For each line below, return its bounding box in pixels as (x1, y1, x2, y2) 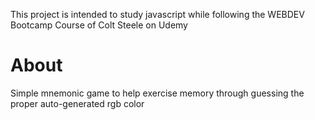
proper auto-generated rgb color (10, 97, 145, 109)
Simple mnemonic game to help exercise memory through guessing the (10, 87, 305, 99)
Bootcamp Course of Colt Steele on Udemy (10, 19, 188, 31)
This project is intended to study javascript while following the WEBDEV (10, 9, 305, 20)
